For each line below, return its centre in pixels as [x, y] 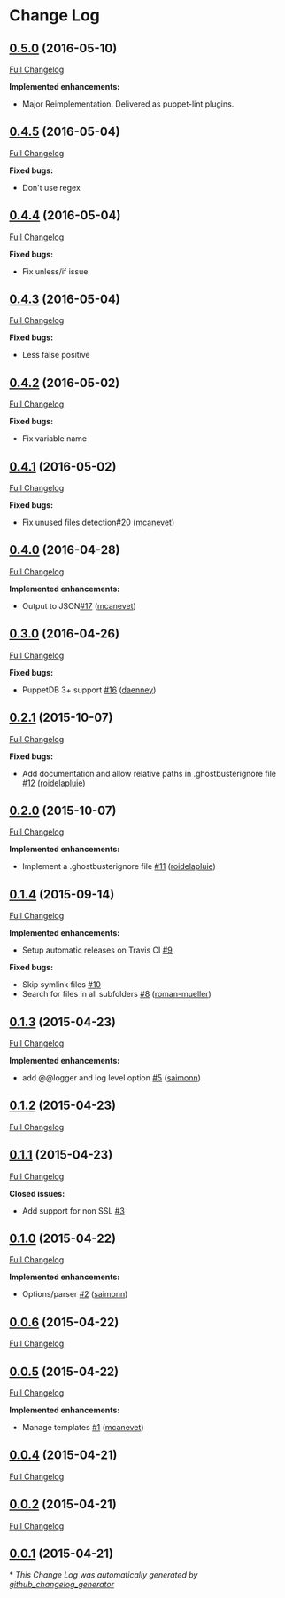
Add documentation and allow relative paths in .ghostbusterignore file [149, 773]
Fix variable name [54, 439]
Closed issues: [37, 1193]
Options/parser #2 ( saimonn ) [75, 1294]
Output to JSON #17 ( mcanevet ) [79, 605]
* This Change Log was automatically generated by [104, 1575]
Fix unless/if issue [55, 271]
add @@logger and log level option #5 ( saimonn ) [112, 1077]
